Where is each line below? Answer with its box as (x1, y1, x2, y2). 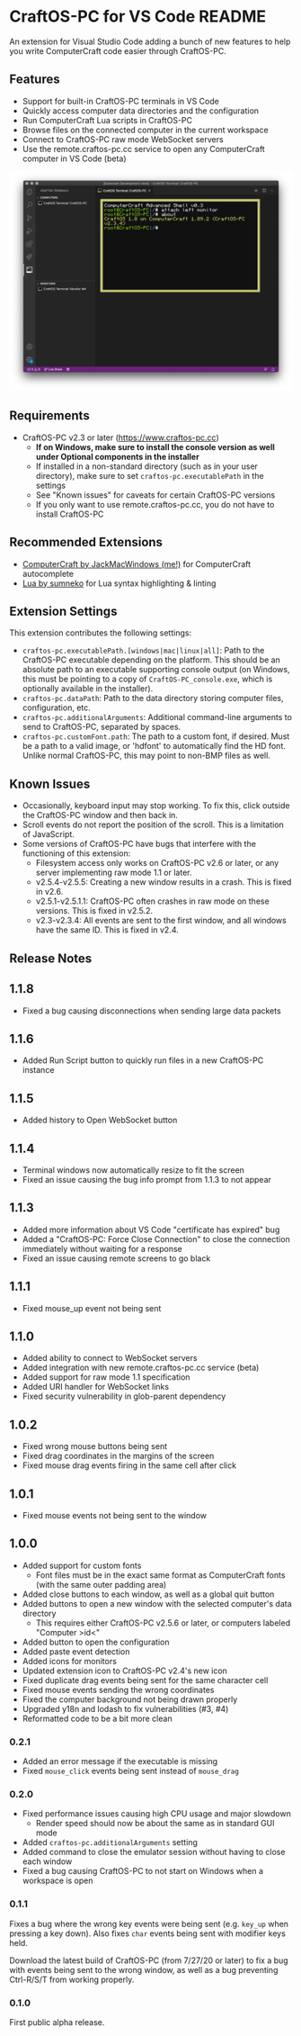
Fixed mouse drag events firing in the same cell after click (22, 1460, 236, 1471)
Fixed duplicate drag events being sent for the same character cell (22, 1674, 269, 1685)
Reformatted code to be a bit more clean (22, 1713, 173, 1724)
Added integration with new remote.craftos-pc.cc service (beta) (22, 1362, 260, 1374)
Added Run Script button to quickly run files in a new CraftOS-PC (22, 1055, 264, 1066)
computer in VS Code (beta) (22, 153, 128, 164)
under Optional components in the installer (35, 451, 199, 462)
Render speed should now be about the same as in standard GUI (35, 1818, 276, 1829)
